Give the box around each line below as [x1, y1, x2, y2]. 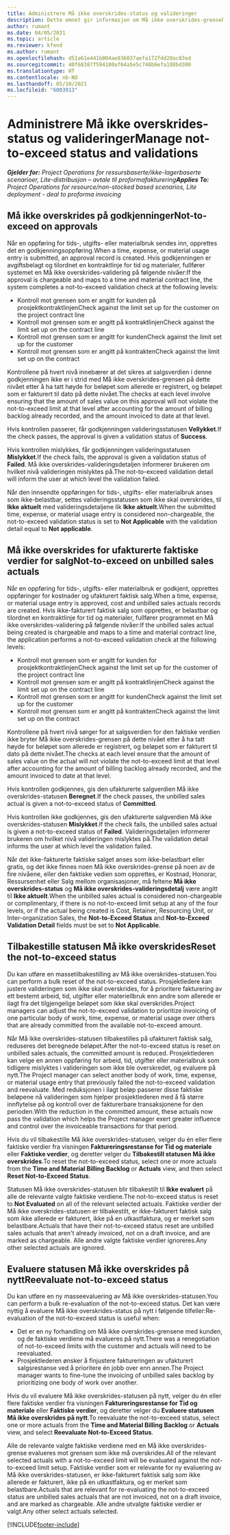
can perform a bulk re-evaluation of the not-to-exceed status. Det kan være [7, 1299, 220, 1308]
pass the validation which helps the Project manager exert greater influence [7, 1114, 221, 1123]
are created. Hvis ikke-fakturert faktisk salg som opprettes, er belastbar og [7, 606, 218, 614]
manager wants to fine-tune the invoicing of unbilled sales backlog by [16, 1371, 214, 1380]
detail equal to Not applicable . [7, 524, 93, 533]
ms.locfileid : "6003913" [7, 87, 78, 93]
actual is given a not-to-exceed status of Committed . [7, 799, 157, 807]
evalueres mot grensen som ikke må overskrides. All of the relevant [28, 1449, 217, 1457]
